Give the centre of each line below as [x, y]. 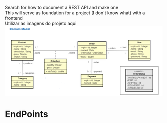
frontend [14, 18]
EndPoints [27, 114]
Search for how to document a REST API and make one [62, 7]
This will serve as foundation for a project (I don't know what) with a [75, 13]
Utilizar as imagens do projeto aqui [41, 23]
